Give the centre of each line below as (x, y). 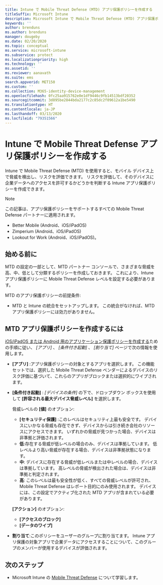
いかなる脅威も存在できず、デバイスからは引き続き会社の (85, 426)
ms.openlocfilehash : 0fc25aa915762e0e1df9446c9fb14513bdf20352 (70, 96)
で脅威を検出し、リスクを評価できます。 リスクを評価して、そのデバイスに (80, 176)
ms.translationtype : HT (29, 105)
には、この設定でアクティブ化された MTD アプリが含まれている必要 (87, 492)
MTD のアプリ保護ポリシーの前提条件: (43, 295)
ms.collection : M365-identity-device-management (55, 91)
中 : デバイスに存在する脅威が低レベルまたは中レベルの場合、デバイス (88, 462)
